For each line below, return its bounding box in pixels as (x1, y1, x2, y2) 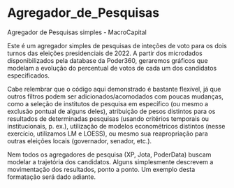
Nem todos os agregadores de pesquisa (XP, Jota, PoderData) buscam (7, 150, 212, 159)
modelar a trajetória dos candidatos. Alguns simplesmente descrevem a (7, 157, 214, 166)
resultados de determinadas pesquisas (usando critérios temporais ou (7, 114, 210, 123)
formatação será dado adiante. (7, 173, 96, 181)
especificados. (7, 71, 50, 80)
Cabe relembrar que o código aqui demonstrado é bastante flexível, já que (7, 85, 221, 93)
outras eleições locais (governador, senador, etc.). (7, 136, 152, 145)
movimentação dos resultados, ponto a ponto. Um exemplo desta (7, 165, 196, 173)
